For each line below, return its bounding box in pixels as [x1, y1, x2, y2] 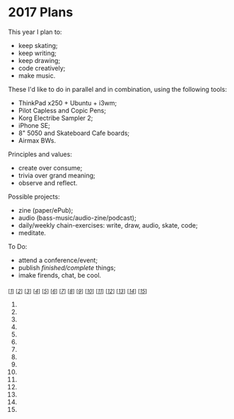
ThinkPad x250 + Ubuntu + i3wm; [18, 98, 117, 107]
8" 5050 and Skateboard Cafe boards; [18, 129, 130, 137]
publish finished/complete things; [18, 263, 116, 272]
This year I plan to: [8, 28, 62, 36]
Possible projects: [8, 192, 60, 201]
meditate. [18, 228, 47, 237]
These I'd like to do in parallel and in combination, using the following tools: [8, 85, 227, 93]
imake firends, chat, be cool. [18, 271, 102, 279]
